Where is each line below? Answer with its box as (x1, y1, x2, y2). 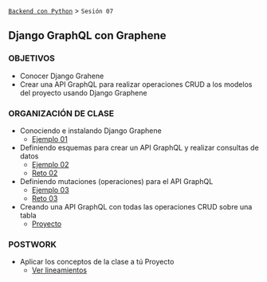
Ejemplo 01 (31, 134, 68, 143)
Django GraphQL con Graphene (8, 29, 167, 42)
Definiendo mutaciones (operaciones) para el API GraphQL (19, 176, 214, 186)
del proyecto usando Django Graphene (19, 88, 147, 97)
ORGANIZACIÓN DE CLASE (8, 108, 115, 119)
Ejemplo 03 (31, 185, 69, 194)
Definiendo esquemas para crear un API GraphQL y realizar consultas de (19, 143, 259, 152)
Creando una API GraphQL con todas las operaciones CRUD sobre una (19, 202, 253, 211)
